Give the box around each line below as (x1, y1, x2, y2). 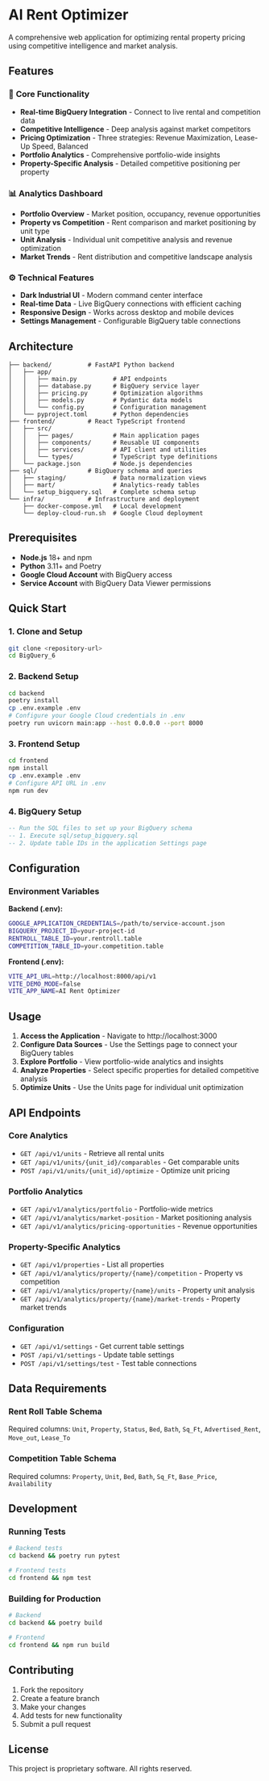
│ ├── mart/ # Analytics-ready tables (8, 481, 200, 489)
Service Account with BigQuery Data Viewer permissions (19, 578, 212, 588)
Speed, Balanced (31, 141, 89, 151)
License (8, 1742, 49, 1756)
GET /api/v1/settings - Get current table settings (19, 1341, 185, 1351)
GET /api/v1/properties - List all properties (19, 1259, 165, 1269)
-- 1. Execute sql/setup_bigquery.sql (8, 832, 139, 840)
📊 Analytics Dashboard (8, 187, 103, 199)
